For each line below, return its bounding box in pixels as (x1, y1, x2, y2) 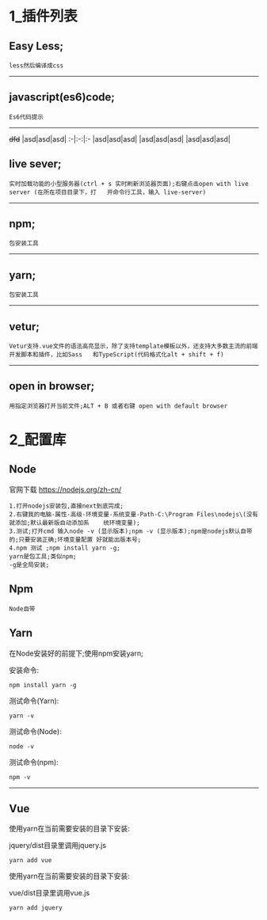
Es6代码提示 (9, 112, 44, 121)
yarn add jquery (9, 904, 63, 912)
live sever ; (9, 158, 62, 171)
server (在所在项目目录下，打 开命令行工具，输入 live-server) (9, 188, 207, 196)
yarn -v (9, 712, 35, 720)
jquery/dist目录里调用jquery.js (9, 841, 106, 850)
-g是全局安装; (9, 561, 50, 568)
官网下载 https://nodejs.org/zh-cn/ (9, 485, 122, 494)
